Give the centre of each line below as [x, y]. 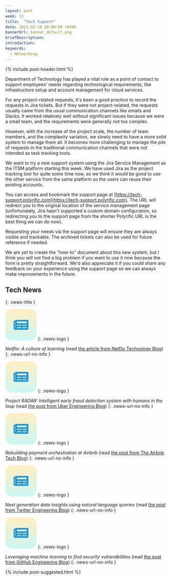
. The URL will [141, 200]
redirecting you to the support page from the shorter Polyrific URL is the [81, 216]
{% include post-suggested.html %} [43, 572]
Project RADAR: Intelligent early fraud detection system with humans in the [84, 401]
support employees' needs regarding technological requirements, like [78, 84]
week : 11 [15, 16]
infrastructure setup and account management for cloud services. [75, 90]
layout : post [19, 11]
